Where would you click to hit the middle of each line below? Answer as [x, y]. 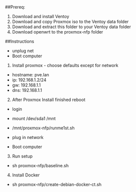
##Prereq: [15, 7]
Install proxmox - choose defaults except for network [65, 65]
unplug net [23, 51]
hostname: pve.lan [31, 75]
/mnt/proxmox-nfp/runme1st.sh [43, 128]
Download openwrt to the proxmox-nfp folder [58, 32]
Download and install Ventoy [41, 16]
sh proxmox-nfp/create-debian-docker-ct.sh [57, 184]
